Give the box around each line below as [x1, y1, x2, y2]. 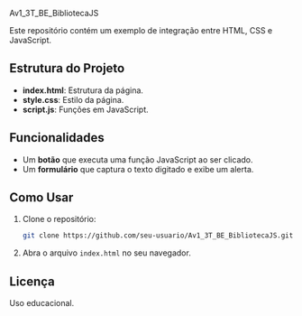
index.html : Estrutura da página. [22, 85, 144, 96]
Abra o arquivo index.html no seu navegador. [22, 247, 191, 258]
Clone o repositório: [22, 214, 96, 225]
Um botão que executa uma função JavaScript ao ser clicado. [22, 153, 254, 165]
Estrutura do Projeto [9, 60, 125, 76]
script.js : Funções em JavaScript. [22, 104, 149, 115]
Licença [9, 274, 56, 289]
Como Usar [9, 190, 74, 206]
